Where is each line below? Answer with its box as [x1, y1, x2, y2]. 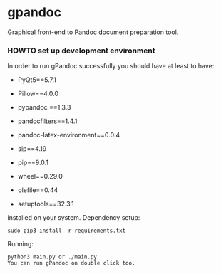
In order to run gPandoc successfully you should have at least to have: [7, 62, 215, 70]
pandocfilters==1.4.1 [17, 117, 78, 125]
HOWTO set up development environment [7, 46, 155, 56]
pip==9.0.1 [17, 158, 48, 167]
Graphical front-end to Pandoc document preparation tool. [7, 28, 179, 36]
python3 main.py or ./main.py [7, 253, 98, 260]
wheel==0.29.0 [17, 172, 63, 181]
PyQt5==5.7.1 [17, 75, 57, 84]
